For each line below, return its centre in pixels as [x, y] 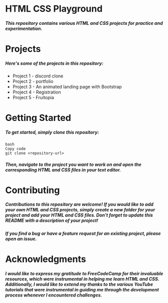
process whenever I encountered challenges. [54, 295]
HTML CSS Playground [54, 9]
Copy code [16, 149]
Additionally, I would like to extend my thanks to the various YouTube [79, 284]
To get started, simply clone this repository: [52, 132]
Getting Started [38, 118]
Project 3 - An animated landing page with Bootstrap [67, 86]
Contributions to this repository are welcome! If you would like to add [79, 204]
